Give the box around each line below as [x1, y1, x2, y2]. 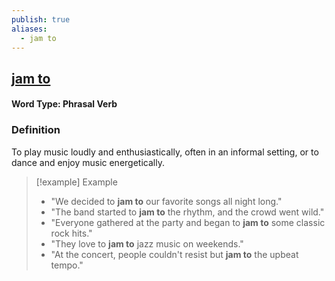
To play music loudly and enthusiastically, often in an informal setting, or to [11, 146, 319, 158]
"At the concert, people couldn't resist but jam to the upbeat [50, 248, 299, 260]
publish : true [11, 14, 71, 25]
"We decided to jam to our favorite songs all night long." [50, 195, 283, 207]
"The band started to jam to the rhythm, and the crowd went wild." [50, 206, 325, 218]
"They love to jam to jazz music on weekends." [50, 237, 244, 250]
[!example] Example [35, 176, 118, 188]
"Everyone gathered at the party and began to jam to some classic [50, 216, 326, 228]
